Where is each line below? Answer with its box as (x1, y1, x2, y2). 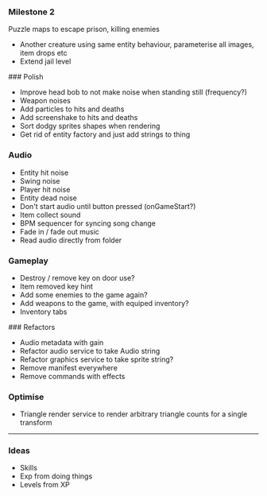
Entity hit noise (19, 168, 69, 177)
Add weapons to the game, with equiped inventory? (19, 298, 189, 308)
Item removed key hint (19, 281, 94, 291)
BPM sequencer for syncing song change (19, 218, 157, 228)
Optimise (8, 391, 44, 402)
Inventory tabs (19, 307, 68, 316)
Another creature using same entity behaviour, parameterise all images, (19, 40, 254, 49)
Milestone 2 (8, 6, 55, 17)
